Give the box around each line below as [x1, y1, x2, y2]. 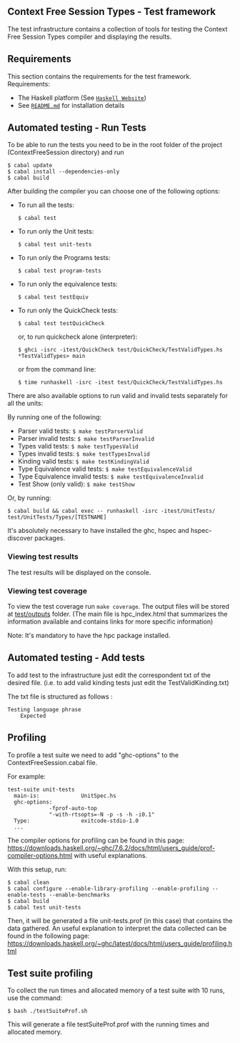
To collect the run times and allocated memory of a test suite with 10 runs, [7, 986, 225, 995]
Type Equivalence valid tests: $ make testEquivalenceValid [17, 464, 192, 474]
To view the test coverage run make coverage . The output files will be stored [7, 602, 230, 611]
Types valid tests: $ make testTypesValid [17, 442, 139, 451]
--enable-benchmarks [49, 891, 111, 899]
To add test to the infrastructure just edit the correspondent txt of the [7, 671, 211, 679]
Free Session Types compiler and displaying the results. [7, 32, 172, 41]
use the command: [7, 994, 63, 1002]
